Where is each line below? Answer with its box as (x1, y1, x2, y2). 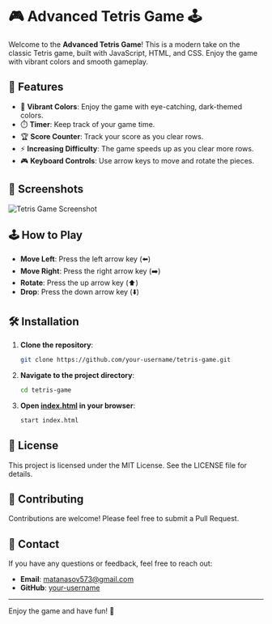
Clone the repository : (19, 340, 94, 350)
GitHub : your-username (19, 583, 100, 592)
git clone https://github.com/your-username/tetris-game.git (19, 356, 232, 364)
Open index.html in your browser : (19, 401, 136, 410)
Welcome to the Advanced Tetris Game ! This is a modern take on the (8, 39, 240, 49)
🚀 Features (8, 80, 64, 94)
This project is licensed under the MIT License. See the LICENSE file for (8, 460, 248, 470)
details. (8, 469, 33, 478)
